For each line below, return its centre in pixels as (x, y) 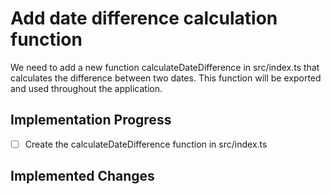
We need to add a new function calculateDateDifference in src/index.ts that (165, 67)
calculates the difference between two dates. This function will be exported (166, 78)
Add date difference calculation (144, 18)
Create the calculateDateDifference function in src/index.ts (146, 144)
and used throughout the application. (86, 88)
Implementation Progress (91, 120)
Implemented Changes (82, 176)
